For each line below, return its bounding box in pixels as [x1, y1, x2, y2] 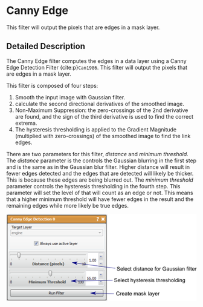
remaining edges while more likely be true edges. [6, 202, 129, 209]
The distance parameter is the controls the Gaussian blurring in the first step [6, 157, 197, 164]
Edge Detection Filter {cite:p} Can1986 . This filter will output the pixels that [6, 64, 188, 71]
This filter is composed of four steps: [6, 82, 98, 89]
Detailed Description [6, 41, 86, 51]
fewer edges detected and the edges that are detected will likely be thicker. [6, 170, 194, 177]
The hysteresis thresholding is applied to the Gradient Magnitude [14, 125, 177, 133]
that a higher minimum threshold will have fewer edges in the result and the [6, 195, 194, 203]
